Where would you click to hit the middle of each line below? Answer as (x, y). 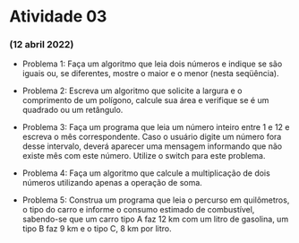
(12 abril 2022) (42, 45)
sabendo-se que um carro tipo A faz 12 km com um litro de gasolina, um (155, 219)
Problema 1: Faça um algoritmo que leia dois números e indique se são (152, 64)
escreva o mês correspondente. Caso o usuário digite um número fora (152, 137)
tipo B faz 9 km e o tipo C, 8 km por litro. (97, 229)
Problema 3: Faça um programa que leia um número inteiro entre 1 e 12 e (156, 127)
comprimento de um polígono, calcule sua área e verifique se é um (145, 100)
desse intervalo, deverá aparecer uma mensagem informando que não (152, 146)
